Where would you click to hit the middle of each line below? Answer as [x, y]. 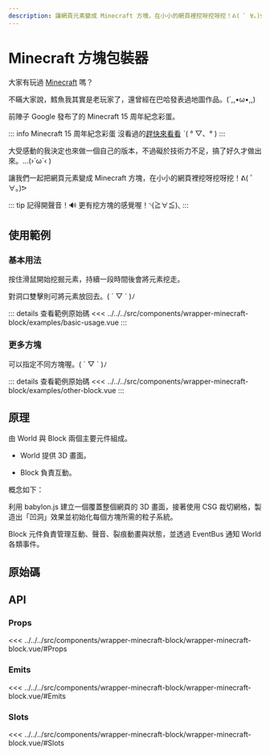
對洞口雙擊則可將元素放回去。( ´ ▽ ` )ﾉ [72, 297]
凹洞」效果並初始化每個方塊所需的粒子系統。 [103, 517]
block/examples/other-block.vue [62, 390]
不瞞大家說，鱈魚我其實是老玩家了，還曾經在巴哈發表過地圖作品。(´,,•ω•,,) [132, 99]
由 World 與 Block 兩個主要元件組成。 [70, 438]
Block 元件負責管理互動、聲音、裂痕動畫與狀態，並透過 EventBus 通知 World [135, 534]
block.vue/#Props [38, 649]
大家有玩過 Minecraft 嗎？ [51, 82]
